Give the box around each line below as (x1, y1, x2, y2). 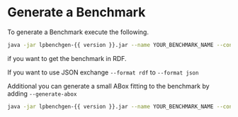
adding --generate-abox (7, 89, 77, 98)
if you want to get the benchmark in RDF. (7, 54, 127, 62)
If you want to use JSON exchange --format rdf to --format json (7, 68, 199, 77)
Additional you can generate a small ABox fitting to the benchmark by (7, 82, 210, 90)
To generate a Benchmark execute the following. (7, 28, 149, 36)
